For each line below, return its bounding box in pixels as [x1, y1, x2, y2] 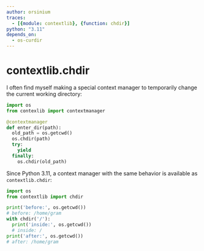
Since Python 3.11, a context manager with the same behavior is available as [6, 169, 198, 177]
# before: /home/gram [6, 210, 62, 217]
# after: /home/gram [6, 239, 59, 245]
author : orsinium [6, 9, 51, 15]
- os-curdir [12, 37, 43, 43]
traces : [6, 15, 26, 21]
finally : [12, 153, 34, 159]
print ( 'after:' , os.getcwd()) [6, 233, 84, 239]
